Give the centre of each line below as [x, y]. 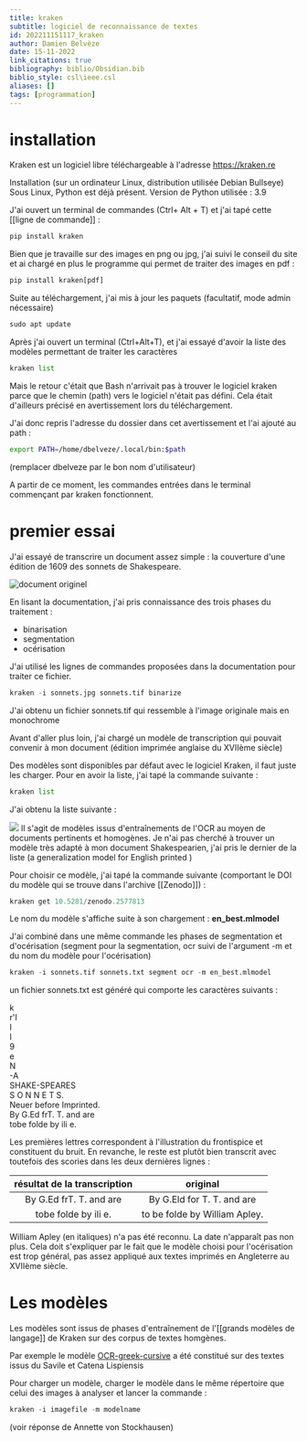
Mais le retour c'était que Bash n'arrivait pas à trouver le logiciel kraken [143, 386]
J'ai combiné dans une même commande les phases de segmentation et [146, 936]
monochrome [35, 720]
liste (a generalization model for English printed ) [101, 857]
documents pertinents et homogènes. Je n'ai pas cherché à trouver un [143, 838]
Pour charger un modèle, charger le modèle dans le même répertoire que [147, 1383]
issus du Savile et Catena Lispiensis [77, 1366]
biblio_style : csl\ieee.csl [63, 78]
